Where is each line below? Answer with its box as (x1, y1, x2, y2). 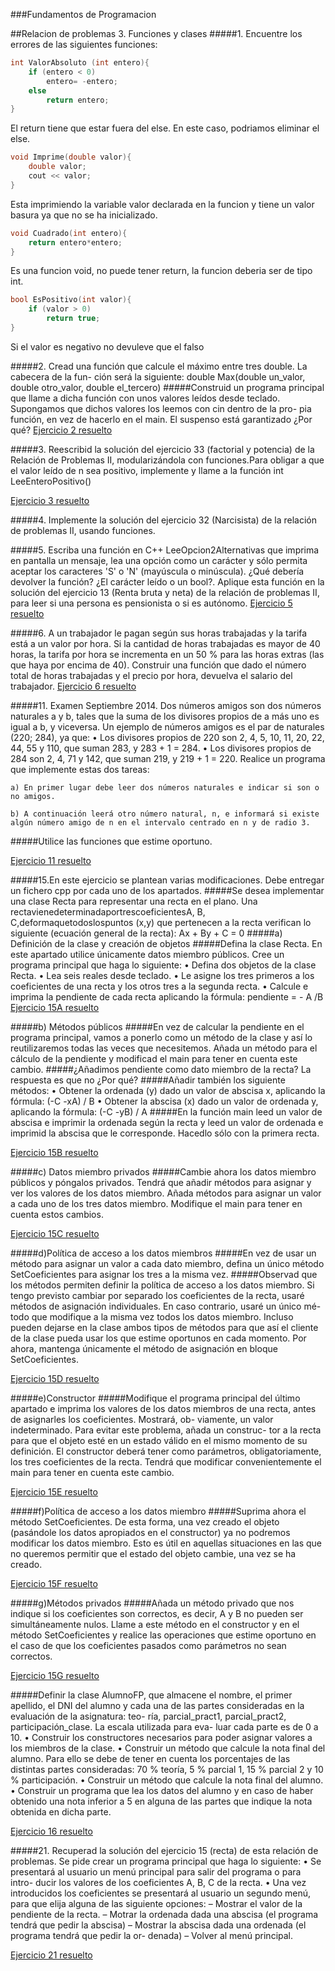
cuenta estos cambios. (10, 1208, 104, 1220)
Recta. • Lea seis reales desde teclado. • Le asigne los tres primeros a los (10, 969, 315, 981)
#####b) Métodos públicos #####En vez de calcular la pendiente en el (10, 1020, 305, 1033)
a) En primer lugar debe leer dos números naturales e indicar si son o (10, 782, 320, 793)
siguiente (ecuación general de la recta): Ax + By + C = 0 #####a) (10, 927, 283, 939)
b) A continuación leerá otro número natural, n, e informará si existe (10, 809, 320, 819)
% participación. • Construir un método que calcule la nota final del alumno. (10, 1774, 324, 1786)
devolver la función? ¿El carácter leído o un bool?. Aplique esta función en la (10, 575, 325, 588)
